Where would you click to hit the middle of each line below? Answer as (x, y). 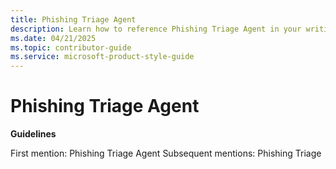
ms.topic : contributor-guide (71, 47)
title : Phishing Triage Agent (73, 19)
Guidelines (33, 134)
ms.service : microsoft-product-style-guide (102, 57)
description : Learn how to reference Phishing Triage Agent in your (156, 29)
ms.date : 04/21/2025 (53, 38)
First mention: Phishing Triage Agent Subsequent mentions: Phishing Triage (166, 153)
